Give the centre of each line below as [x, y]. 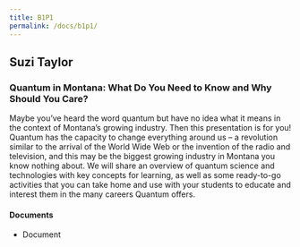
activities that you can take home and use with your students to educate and [150, 185]
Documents [31, 215]
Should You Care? [49, 98]
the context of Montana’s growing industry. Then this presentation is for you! [150, 128]
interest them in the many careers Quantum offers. [102, 194]
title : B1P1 [31, 17]
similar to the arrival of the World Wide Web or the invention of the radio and [150, 147]
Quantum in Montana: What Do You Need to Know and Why [141, 88]
